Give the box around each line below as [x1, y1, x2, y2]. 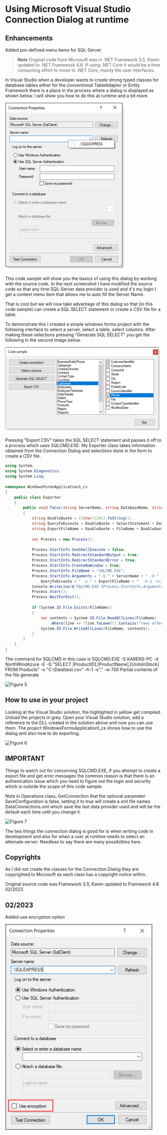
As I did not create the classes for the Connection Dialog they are [5, 866, 139, 872]
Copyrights [5, 853, 41, 861]
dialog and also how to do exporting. [5, 730, 81, 736]
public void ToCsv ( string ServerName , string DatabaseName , [23, 505, 150, 510]
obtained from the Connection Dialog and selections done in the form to [5, 448, 153, 454]
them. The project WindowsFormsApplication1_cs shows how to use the [5, 725, 153, 731]
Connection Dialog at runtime [5, 14, 129, 25]
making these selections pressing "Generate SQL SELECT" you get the [5, 332, 150, 338]
